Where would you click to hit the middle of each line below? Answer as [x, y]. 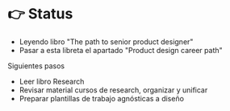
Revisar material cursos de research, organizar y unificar [113, 90]
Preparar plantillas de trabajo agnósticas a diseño [102, 98]
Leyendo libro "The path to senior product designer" [106, 41]
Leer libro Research [52, 81]
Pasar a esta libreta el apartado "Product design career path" [121, 50]
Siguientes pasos [36, 66]
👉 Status [40, 14]
